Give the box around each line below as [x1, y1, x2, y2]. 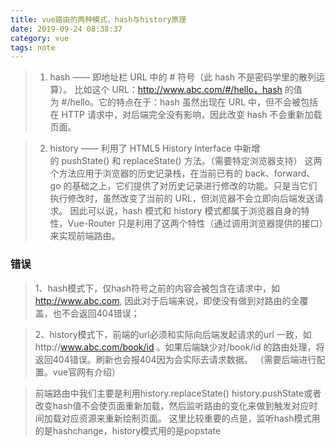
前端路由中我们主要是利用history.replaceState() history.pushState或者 [34, 387, 322, 399]
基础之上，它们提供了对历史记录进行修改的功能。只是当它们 [71, 180, 318, 192]
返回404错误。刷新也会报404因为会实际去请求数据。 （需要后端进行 [34, 353, 317, 365]
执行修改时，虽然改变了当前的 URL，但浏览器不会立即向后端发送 [49, 192, 315, 205]
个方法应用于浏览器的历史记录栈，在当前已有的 [49, 167, 243, 180]
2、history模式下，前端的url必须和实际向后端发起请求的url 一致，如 [34, 328, 312, 340]
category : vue [10, 33, 70, 43]
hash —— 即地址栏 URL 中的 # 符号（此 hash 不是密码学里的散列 [49, 71, 317, 83]
